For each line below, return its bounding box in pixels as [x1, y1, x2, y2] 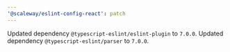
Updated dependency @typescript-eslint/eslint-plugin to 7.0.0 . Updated [7, 29, 224, 37]
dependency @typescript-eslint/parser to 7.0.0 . [7, 36, 149, 45]
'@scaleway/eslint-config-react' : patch [7, 10, 126, 17]
